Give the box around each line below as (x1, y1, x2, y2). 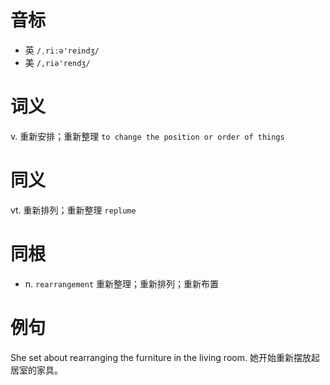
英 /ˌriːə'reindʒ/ (24, 44, 100, 56)
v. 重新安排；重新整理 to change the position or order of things (10, 130, 285, 142)
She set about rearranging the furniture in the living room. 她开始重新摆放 (10, 351, 312, 363)
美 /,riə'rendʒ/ (24, 56, 91, 68)
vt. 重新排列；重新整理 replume (10, 204, 137, 216)
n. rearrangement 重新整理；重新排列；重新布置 (24, 277, 220, 290)
